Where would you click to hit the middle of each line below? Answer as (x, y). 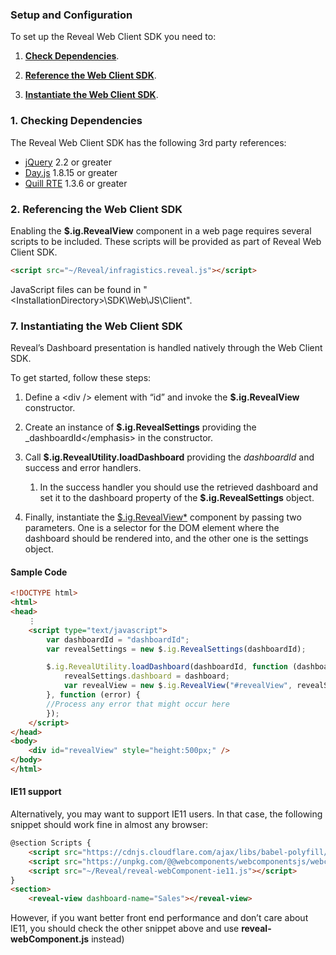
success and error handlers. (83, 468)
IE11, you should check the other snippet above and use (125, 929)
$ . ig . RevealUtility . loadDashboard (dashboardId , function (167, 667)
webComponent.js (50, 939)
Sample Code (39, 572)
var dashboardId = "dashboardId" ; (118, 639)
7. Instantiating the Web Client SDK (96, 326)
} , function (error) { (93, 695)
